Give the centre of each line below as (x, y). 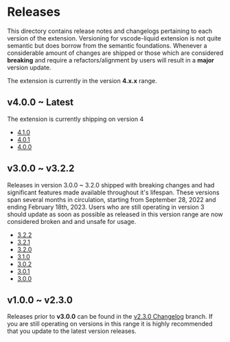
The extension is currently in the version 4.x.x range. (82, 80)
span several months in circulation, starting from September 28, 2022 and (112, 199)
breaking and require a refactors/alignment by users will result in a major (111, 60)
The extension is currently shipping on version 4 (76, 119)
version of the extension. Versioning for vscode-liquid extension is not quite (114, 38)
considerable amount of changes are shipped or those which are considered (115, 53)
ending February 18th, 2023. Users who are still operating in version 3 (106, 207)
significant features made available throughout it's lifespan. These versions (113, 192)
